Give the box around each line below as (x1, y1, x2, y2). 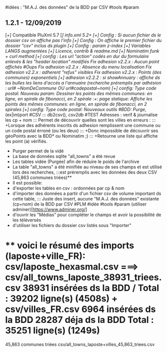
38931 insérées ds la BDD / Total (22, 282, 159, 293)
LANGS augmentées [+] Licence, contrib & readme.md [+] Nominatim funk (5, 47, 159, 54)
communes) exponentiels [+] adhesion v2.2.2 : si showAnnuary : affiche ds (5, 74, 160, 80)
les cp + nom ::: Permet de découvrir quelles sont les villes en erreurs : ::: (5, 117, 156, 123)
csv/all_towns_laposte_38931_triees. (5, 272, 162, 283)
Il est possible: (12, 179, 42, 185)
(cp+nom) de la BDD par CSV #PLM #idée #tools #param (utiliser (12, 201, 147, 207)
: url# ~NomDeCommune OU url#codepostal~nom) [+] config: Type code (5, 85, 156, 91)
